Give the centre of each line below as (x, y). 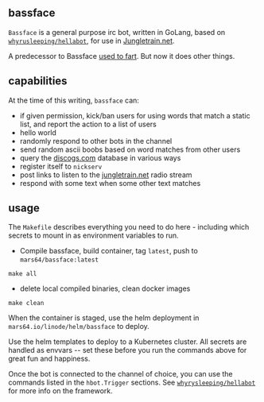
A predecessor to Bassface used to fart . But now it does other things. (122, 56)
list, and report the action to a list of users (88, 124)
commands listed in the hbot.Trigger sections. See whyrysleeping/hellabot (132, 383)
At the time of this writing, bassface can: (74, 100)
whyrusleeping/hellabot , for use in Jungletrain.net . (91, 41)
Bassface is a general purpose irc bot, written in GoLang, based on (117, 32)
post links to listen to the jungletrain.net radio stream (106, 175)
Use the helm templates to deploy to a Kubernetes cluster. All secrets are (128, 342)
